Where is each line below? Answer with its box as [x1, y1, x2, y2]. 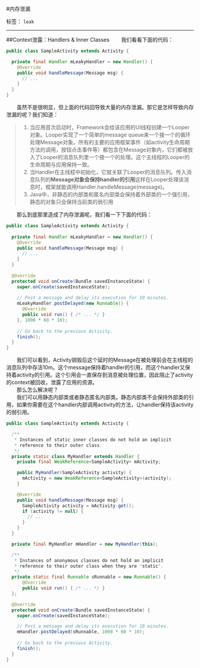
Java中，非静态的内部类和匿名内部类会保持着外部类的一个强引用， [29, 191, 193, 198]
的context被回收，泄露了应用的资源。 [6, 379, 98, 386]
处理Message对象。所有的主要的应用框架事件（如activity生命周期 [29, 139, 190, 146]
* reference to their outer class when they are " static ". [14, 563, 164, 569]
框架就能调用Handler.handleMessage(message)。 [45, 184, 168, 190]
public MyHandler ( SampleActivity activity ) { [17, 470, 132, 476]
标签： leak [6, 18, 35, 25]
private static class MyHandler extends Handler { [11, 453, 140, 459]
